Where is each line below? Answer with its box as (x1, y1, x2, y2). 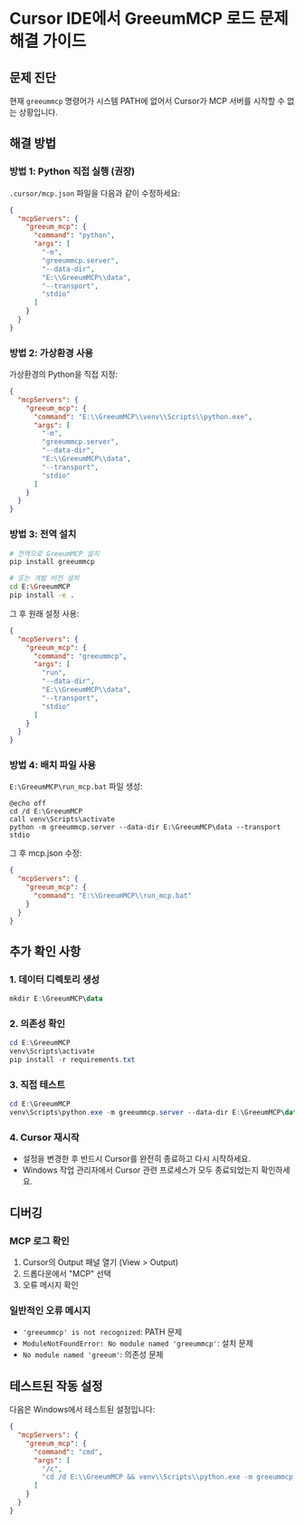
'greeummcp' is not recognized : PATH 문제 (22, 1327, 183, 1337)
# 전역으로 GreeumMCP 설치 (9, 549, 100, 558)
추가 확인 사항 (9, 944, 81, 959)
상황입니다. (18, 107, 59, 118)
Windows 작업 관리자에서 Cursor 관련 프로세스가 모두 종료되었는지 (22, 1165, 260, 1175)
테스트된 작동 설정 (9, 1378, 103, 1394)
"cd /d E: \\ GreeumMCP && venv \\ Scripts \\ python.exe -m (42, 1472, 253, 1481)
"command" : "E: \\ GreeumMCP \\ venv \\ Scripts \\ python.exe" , (33, 412, 253, 421)
